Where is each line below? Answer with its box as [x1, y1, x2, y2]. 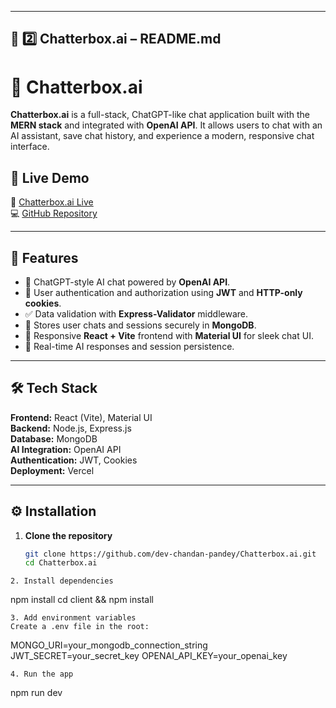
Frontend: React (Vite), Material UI [10, 411, 153, 423]
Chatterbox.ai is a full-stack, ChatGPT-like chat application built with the [10, 109, 311, 121]
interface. [10, 141, 50, 153]
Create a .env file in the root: [10, 622, 150, 632]
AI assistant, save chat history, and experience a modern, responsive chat [10, 130, 315, 142]
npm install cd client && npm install [10, 594, 154, 606]
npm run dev [10, 687, 63, 699]
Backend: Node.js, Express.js [10, 422, 132, 434]
